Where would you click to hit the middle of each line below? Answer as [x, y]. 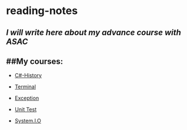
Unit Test [26, 110]
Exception [27, 98]
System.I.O [28, 121]
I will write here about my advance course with [93, 32]
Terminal [25, 87]
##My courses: [35, 61]
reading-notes [42, 11]
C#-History [28, 76]
